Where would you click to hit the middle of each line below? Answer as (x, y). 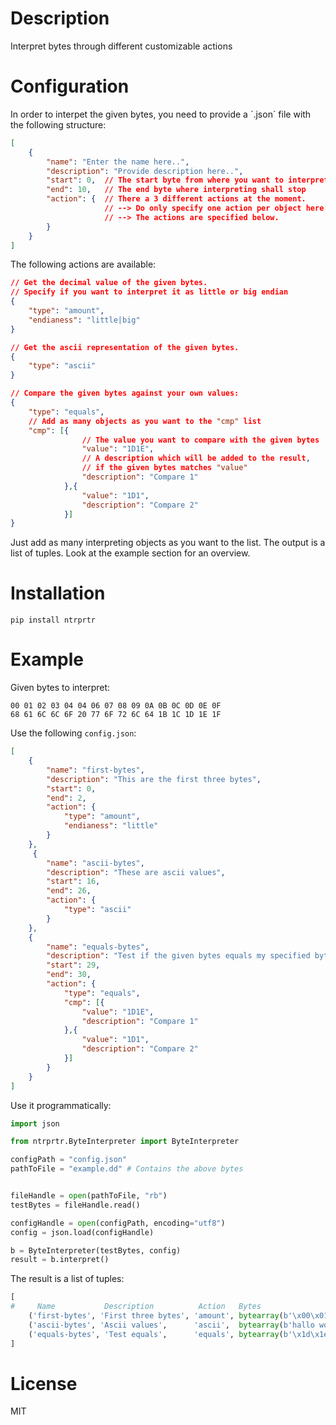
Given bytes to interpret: (60, 688)
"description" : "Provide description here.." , (145, 171)
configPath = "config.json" (69, 1160)
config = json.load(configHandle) (82, 1232)
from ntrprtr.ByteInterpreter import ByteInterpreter (125, 1142)
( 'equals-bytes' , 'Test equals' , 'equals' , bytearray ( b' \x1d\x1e (178, 1334)
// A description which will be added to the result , (196, 458)
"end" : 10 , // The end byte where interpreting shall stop (176, 190)
